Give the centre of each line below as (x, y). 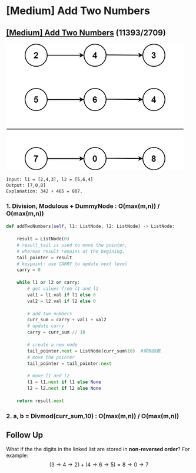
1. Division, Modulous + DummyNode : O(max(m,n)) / (83, 206)
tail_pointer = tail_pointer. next (69, 363)
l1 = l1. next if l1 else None (64, 382)
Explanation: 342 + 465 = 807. (44, 191)
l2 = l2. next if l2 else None (64, 389)
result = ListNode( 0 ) (43, 239)
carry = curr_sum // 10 (56, 332)
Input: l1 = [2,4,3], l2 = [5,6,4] (50, 180)
